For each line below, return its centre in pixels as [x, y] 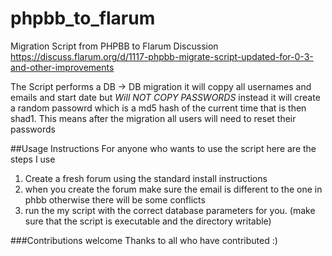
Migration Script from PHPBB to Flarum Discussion [114, 46]
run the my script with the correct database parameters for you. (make [170, 210]
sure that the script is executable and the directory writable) [148, 221]
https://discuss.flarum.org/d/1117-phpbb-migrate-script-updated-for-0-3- [162, 56]
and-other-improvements [62, 67]
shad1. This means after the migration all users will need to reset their [153, 118]
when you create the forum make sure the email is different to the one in [173, 189]
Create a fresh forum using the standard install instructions [146, 178]
